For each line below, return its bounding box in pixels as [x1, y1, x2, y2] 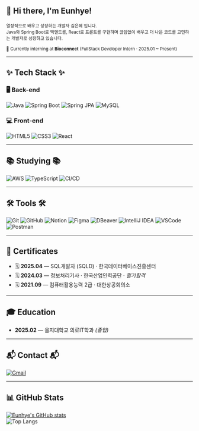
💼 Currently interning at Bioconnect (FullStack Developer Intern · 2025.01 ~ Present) [6, 46, 178, 52]
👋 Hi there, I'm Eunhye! [6, 6, 92, 16]
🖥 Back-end [6, 86, 40, 94]
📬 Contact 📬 [6, 350, 59, 360]
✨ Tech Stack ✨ [6, 68, 65, 78]
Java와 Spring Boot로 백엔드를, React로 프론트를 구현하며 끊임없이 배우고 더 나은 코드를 [6, 29, 176, 35]
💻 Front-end [6, 117, 44, 125]
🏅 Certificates [6, 246, 58, 256]
